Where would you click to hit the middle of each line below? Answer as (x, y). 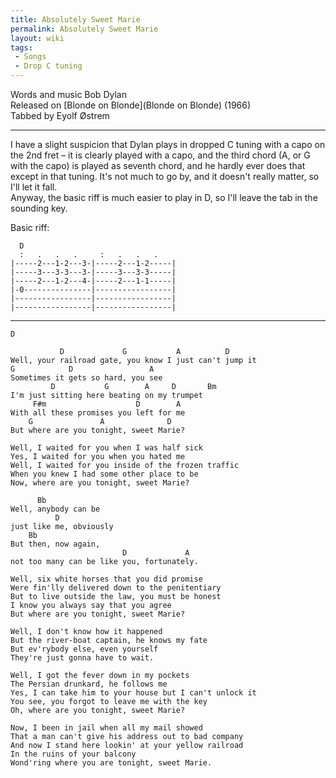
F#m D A (107, 404)
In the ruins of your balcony (73, 754)
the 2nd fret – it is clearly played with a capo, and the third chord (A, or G (160, 155)
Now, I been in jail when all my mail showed (106, 728)
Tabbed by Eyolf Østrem (60, 115)
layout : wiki (37, 38)
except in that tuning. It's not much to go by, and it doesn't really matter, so (165, 176)
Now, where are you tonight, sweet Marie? (100, 483)
